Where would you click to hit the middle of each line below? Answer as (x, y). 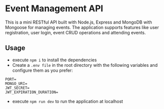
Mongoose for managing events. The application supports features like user (82, 27)
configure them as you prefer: (42, 70)
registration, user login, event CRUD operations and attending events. (76, 32)
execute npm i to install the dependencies (54, 60)
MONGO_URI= (16, 83)
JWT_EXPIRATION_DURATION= (32, 92)
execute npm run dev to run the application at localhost (67, 101)
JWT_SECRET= (17, 88)
